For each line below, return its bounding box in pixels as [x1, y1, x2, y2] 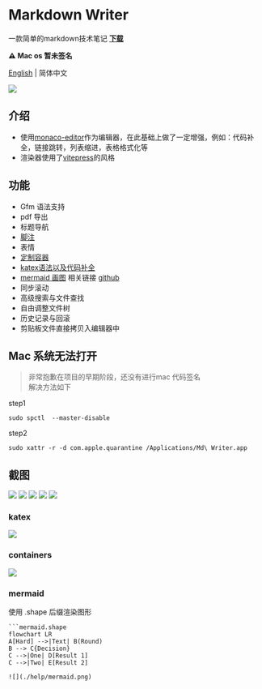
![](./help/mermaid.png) [8, 673, 92, 682]
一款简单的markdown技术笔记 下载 [8, 33, 124, 43]
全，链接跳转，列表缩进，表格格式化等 [19, 142, 148, 152]
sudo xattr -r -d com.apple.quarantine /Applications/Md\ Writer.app [8, 444, 248, 452]
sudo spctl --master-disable [8, 414, 111, 422]
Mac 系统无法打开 [8, 349, 98, 362]
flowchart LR [8, 631, 53, 639]
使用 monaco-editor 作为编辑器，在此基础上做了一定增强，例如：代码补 [19, 132, 255, 142]
